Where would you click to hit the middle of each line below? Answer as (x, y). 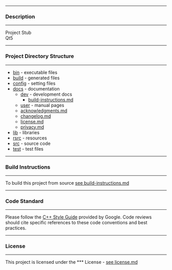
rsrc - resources (30, 138)
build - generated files (36, 78)
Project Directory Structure (40, 56)
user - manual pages (42, 105)
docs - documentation (36, 88)
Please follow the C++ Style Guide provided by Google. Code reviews (79, 217)
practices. (16, 228)
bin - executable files (35, 72)
